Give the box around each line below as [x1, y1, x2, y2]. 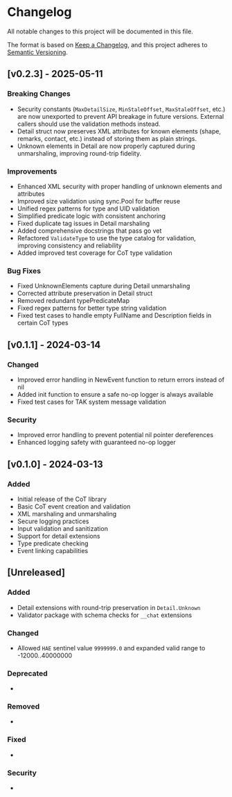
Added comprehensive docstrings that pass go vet [17, 227, 162, 235]
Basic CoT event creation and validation [17, 502, 131, 511]
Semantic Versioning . [7, 48, 68, 56]
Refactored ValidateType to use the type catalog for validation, [17, 233, 196, 242]
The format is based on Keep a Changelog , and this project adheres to [7, 40, 208, 49]
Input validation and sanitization [17, 524, 109, 532]
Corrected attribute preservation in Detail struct [17, 289, 153, 297]
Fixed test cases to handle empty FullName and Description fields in [17, 311, 212, 320]
